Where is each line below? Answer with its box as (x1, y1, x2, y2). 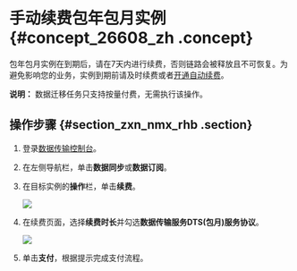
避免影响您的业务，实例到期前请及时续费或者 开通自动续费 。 (9, 69, 229, 80)
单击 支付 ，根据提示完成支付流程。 (21, 252, 148, 263)
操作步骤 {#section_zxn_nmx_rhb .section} (9, 117, 253, 132)
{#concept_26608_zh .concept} (9, 28, 253, 48)
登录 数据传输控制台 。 (21, 142, 101, 153)
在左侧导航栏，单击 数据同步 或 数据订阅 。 (21, 162, 172, 173)
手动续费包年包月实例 (9, 8, 167, 29)
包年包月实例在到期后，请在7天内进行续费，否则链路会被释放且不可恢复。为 (9, 58, 288, 69)
